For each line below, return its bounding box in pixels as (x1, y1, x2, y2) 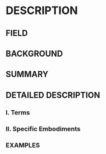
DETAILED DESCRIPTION (5, 89, 101, 100)
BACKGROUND (5, 48, 63, 58)
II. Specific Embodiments (5, 124, 81, 133)
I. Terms (5, 108, 30, 116)
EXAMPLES (5, 141, 40, 149)
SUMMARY (5, 69, 49, 80)
